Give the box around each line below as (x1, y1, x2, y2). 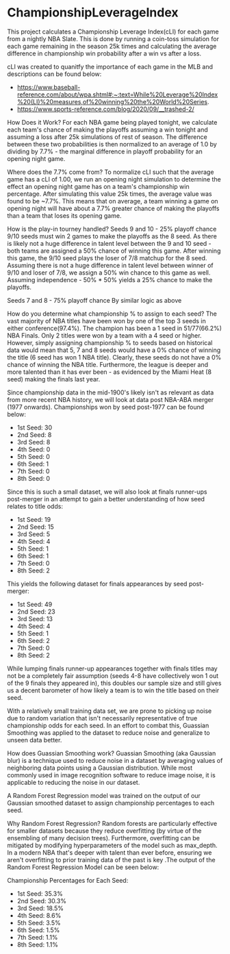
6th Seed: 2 (16, 636, 50, 644)
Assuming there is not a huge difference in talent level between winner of (7, 261, 214, 269)
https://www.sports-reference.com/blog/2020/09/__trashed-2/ (16, 105, 195, 113)
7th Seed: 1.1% (16, 933, 58, 941)
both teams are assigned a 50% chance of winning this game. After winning (7, 247, 221, 255)
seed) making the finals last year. (7, 375, 101, 383)
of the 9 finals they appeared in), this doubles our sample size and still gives (7, 679, 222, 687)
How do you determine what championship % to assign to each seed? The (7, 310, 217, 318)
